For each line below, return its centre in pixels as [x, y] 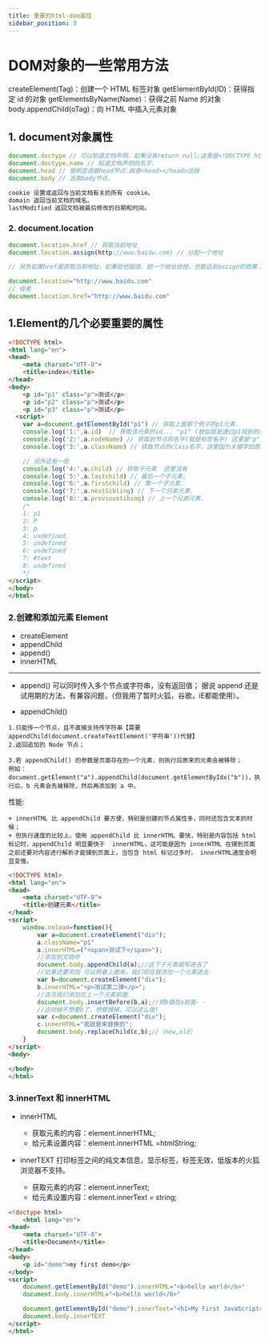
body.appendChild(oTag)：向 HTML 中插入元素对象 [93, 109]
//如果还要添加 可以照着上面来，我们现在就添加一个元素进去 [123, 972]
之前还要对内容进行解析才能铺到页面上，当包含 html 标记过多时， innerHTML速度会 [129, 853]
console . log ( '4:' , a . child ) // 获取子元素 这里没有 [105, 469]
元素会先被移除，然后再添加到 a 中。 [86, 786]
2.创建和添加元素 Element [58, 617]
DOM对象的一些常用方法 [88, 65]
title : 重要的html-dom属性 [50, 16]
